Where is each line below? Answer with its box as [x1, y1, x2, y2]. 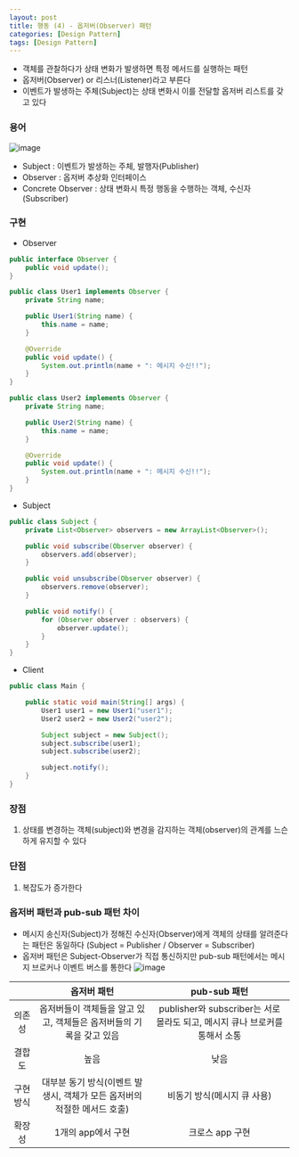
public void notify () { [25, 607, 114, 616]
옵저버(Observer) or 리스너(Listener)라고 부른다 [21, 75, 191, 86]
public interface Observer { [9, 255, 117, 264]
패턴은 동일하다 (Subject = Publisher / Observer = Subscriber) [31, 940, 255, 950]
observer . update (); [56, 623, 129, 633]
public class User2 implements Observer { [9, 394, 169, 403]
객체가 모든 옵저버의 [63, 1089, 142, 1102]
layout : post [9, 12, 58, 22]
